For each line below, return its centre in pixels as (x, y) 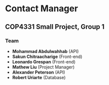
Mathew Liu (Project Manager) (43, 67)
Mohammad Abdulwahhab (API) (45, 51)
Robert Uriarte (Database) (39, 77)
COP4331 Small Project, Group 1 (55, 27)
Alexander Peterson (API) (39, 72)
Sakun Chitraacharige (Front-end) (47, 57)
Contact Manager (42, 9)
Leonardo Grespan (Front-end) (44, 61)
